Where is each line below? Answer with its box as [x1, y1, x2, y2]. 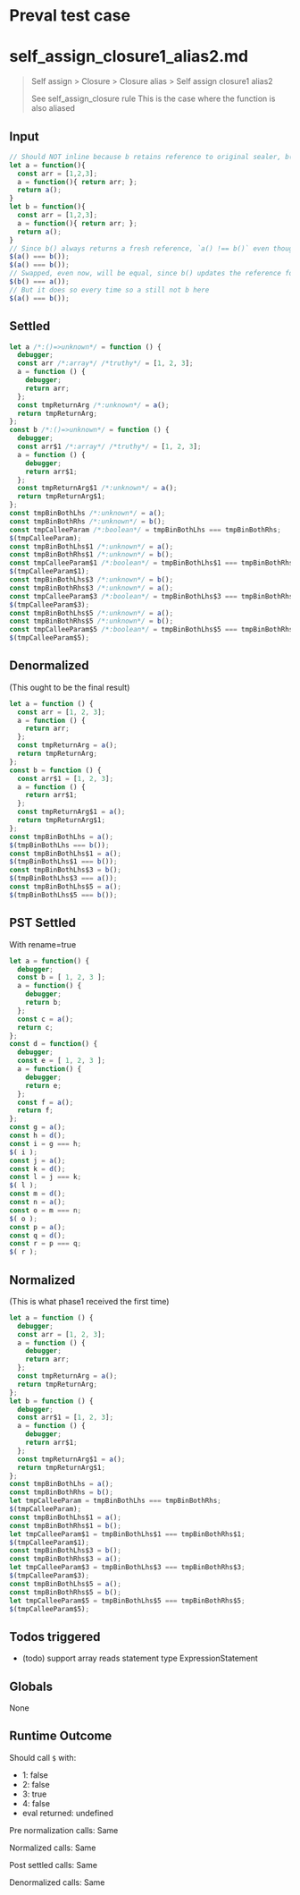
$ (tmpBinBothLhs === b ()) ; [9, 840, 110, 850]
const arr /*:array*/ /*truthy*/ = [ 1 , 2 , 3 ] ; [17, 359, 194, 368]
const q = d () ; [9, 1231, 66, 1240]
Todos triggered [9, 1629, 101, 1644]
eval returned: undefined [21, 1807, 114, 1818]
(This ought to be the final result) [9, 682, 130, 693]
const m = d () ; [9, 1189, 66, 1199]
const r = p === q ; [9, 1239, 82, 1248]
